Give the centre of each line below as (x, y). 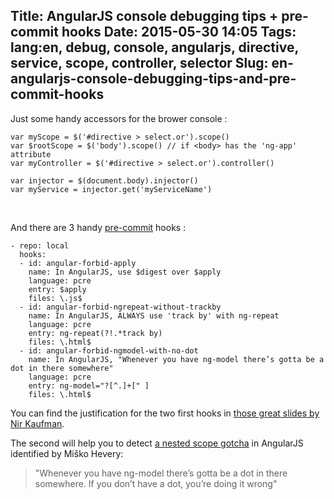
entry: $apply (57, 289)
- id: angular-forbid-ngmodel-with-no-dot (109, 350)
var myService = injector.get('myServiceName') (111, 189)
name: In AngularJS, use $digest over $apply (125, 272)
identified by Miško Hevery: (67, 453)
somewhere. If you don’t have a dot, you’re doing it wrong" (156, 483)
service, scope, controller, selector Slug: (139, 63)
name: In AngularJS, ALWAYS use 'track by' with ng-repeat (154, 315)
